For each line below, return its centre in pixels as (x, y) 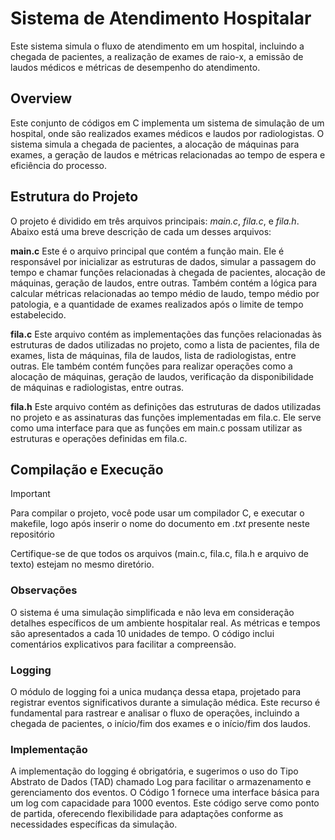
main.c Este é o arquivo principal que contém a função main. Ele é (147, 251)
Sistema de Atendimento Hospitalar (161, 18)
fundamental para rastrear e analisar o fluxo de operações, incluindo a (155, 713)
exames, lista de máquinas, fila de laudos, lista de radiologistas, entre (153, 355)
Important (30, 494)
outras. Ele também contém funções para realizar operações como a (151, 366)
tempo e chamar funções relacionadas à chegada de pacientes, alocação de (168, 272)
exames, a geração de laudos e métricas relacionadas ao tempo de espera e (168, 154)
